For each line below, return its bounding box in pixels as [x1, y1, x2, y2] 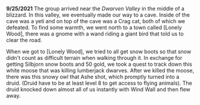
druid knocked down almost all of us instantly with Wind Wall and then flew [6, 86, 191, 93]
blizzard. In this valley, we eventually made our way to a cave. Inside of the [6, 11, 190, 18]
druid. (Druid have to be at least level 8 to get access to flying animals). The [6, 79, 192, 87]
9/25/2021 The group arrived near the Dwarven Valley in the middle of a [6, 5, 185, 12]
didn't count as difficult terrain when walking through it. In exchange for [6, 55, 183, 61]
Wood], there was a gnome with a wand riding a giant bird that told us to [6, 30, 184, 37]
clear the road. [6, 37, 42, 43]
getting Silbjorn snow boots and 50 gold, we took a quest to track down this [6, 61, 192, 68]
